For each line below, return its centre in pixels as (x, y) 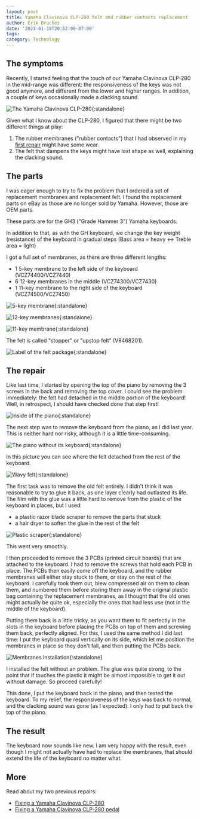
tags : (13, 34)
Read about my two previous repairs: (51, 792)
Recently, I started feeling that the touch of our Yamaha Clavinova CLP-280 (99, 78)
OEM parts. (20, 209)
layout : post (22, 12)
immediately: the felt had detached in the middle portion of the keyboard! (96, 398)
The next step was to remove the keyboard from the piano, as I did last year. (100, 427)
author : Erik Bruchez (33, 23)
